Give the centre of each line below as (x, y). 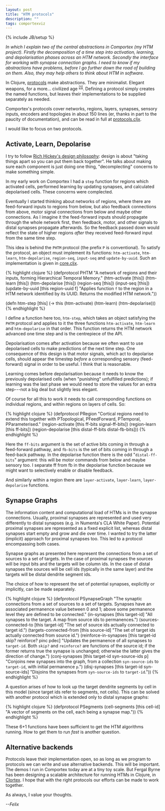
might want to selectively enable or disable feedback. (60, 470)
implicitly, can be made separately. (41, 589)
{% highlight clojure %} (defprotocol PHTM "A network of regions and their (81, 273)
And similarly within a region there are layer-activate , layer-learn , (74, 480)
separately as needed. (28, 99)
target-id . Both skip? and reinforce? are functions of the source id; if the (80, 646)
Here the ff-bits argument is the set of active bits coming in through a (77, 444)
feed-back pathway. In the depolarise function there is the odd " (70, 454)
